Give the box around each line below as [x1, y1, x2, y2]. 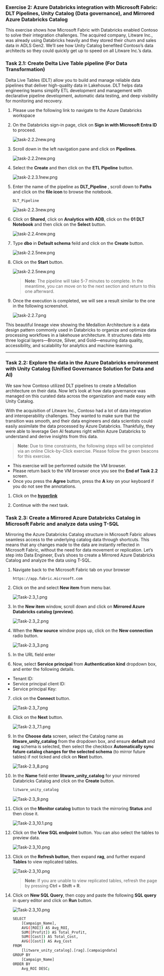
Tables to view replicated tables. [12, 859, 78, 865]
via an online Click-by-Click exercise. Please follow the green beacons [17, 448, 159, 454]
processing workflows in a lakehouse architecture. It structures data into [5, 332, 150, 338]
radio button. [12, 633, 38, 639]
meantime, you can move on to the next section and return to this [24, 283, 156, 289]
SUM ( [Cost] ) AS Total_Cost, [21, 934, 78, 939]
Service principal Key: [12, 686, 57, 692]
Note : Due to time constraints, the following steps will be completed [17, 442, 154, 449]
